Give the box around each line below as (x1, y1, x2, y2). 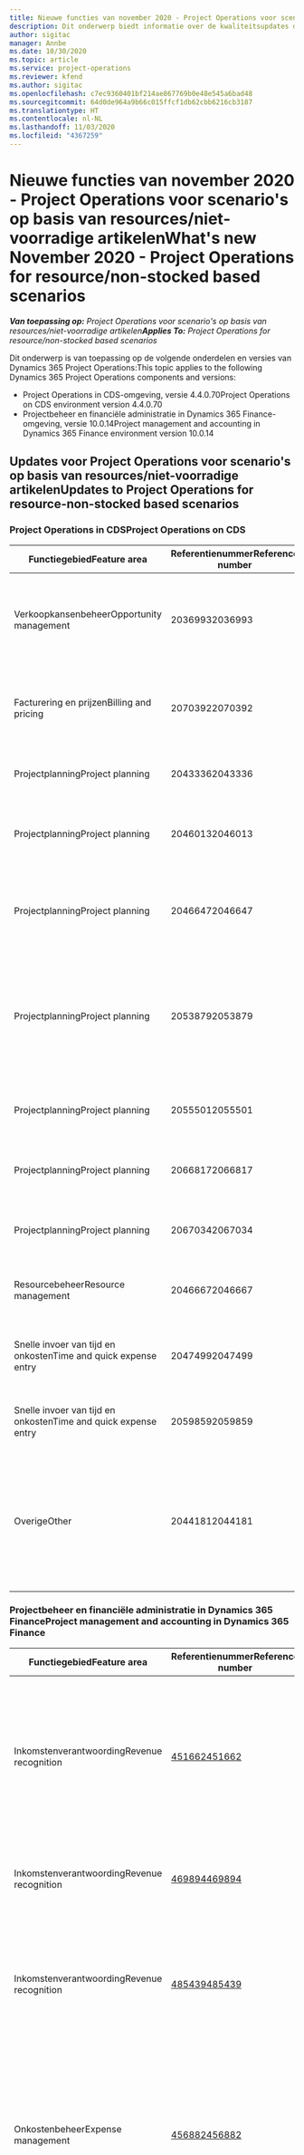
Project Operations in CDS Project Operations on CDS (9, 524, 246, 536)
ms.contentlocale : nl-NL (9, 114, 103, 123)
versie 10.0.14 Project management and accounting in (64, 418, 261, 428)
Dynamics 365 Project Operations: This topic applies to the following (9, 361, 262, 372)
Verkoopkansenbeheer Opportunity (14, 608, 163, 621)
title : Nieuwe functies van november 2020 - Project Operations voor (9, 13, 278, 23)
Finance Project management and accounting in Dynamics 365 (9, 1615, 290, 1628)
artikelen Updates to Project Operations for (9, 482, 254, 498)
